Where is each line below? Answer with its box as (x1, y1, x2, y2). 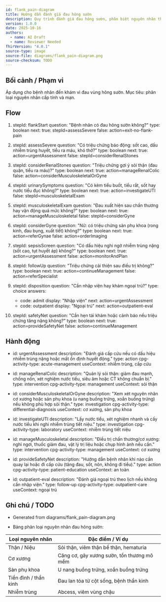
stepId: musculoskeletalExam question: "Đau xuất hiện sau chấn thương (12, 202, 159, 208)
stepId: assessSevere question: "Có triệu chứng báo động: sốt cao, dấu (12, 142, 158, 148)
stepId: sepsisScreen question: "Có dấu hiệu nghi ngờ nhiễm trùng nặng (12, 242, 160, 248)
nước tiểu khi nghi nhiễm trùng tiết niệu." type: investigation (12, 421, 134, 427)
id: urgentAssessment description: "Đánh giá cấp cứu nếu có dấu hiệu (12, 350, 156, 356)
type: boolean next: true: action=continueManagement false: (12, 268, 136, 274)
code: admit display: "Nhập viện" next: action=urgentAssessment (20, 297, 153, 303)
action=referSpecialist (12, 273, 58, 279)
